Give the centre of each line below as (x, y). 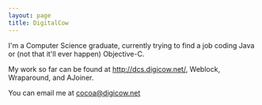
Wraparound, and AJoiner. (51, 77)
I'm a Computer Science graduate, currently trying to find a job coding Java (131, 45)
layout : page (30, 15)
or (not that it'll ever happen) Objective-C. (76, 54)
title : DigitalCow (38, 23)
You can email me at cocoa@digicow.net (74, 92)
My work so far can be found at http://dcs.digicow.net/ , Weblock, (114, 69)
